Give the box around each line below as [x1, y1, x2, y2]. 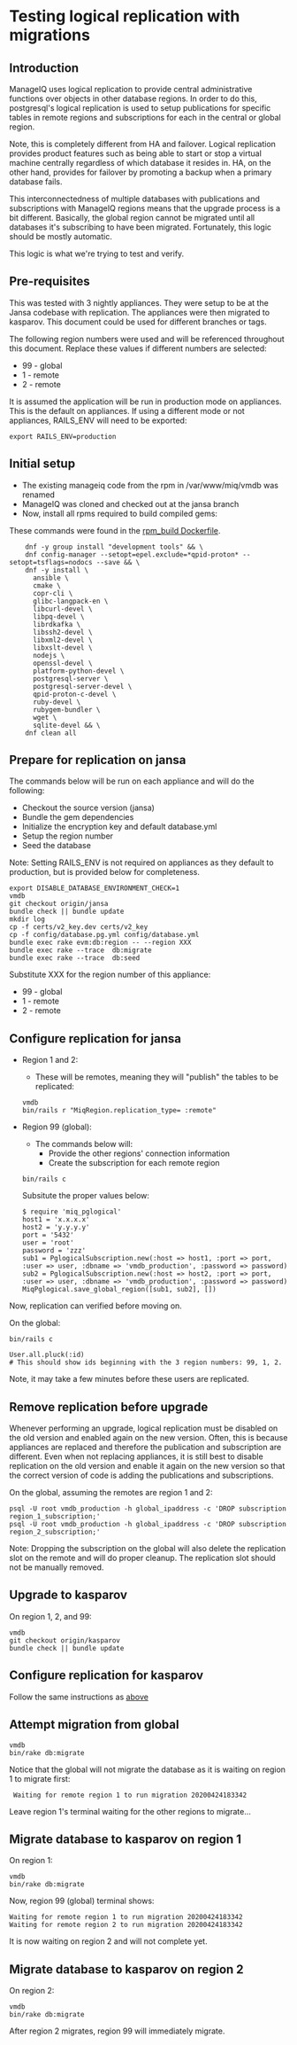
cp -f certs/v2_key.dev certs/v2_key [9, 923, 148, 932]
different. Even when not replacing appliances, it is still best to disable [9, 1451, 263, 1462]
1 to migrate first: [9, 1773, 71, 1784]
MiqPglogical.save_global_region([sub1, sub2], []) [21, 1285, 217, 1294]
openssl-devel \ [32, 659, 93, 667]
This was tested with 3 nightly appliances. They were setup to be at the [9, 297, 270, 308]
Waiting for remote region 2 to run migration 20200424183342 [9, 1921, 243, 1930]
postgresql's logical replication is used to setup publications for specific [9, 103, 271, 113]
